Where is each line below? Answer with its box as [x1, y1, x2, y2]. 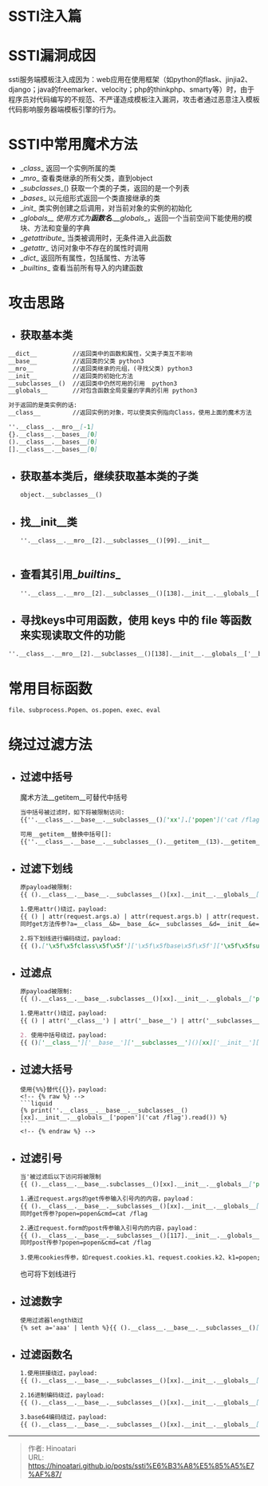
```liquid [19, 1100, 53, 1108]
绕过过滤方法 [8, 735, 93, 754]
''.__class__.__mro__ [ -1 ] [8, 424, 94, 432]
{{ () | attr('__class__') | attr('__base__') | [19, 1017, 185, 1025]
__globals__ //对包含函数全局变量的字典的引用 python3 [8, 387, 198, 395]
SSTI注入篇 [8, 7, 82, 26]
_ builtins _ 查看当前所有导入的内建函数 [19, 263, 144, 273]
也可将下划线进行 [19, 1269, 77, 1279]
